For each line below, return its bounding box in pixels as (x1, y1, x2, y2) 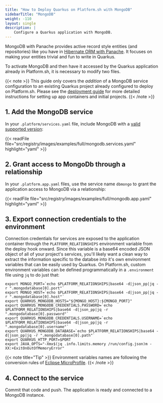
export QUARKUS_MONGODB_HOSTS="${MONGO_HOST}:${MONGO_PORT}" (5, 299, 133, 304)
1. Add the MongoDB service (5, 108, 93, 116)
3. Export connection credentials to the (5, 215, 127, 224)
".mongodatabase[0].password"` (5, 312, 69, 317)
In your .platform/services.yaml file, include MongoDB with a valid (5, 121, 141, 126)
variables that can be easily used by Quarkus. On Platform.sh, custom (5, 262, 146, 268)
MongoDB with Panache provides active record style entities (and (5, 44, 138, 49)
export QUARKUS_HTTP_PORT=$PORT (5, 337, 71, 342)
